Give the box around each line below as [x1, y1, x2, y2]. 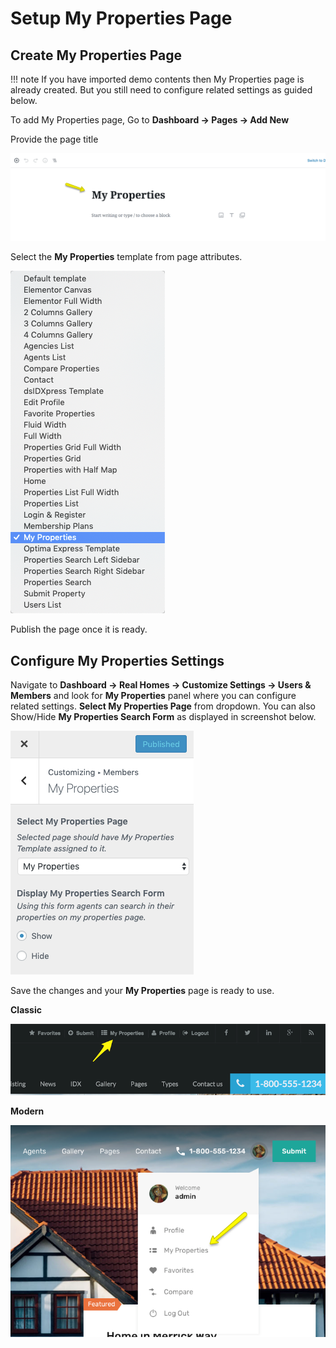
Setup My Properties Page [10, 7, 233, 30]
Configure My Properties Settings [10, 652, 225, 669]
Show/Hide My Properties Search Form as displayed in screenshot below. [10, 711, 317, 723]
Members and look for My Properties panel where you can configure [10, 690, 297, 702]
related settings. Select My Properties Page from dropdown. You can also [10, 700, 316, 712]
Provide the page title [10, 133, 99, 145]
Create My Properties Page [10, 47, 183, 64]
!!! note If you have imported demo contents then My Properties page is [10, 73, 305, 85]
